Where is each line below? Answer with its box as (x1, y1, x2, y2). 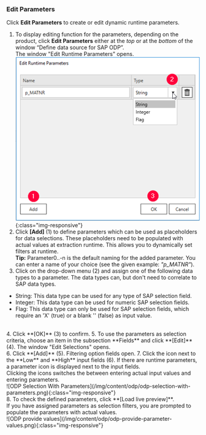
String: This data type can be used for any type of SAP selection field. (15, 292, 192, 300)
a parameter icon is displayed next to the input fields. (6, 363, 141, 370)
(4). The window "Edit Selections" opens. (6, 343, 111, 351)
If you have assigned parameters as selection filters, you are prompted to (6, 402, 191, 410)
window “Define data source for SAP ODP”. (15, 44, 124, 51)
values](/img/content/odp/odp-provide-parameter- (43, 415, 172, 423)
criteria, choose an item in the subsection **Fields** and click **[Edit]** (6, 337, 193, 344)
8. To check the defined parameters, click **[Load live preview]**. (6, 396, 175, 403)
